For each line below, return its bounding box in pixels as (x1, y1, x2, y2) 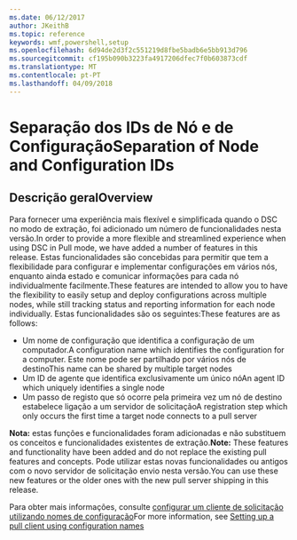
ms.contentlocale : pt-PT (9, 71, 101, 80)
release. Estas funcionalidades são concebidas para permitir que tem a (9, 251, 269, 262)
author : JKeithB (9, 21, 69, 30)
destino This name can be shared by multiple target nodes (21, 363, 232, 374)
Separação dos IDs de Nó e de (9, 117, 234, 138)
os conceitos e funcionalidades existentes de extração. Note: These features (9, 437, 289, 448)
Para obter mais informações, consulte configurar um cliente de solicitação (9, 501, 284, 512)
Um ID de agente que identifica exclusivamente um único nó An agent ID (21, 372, 285, 383)
